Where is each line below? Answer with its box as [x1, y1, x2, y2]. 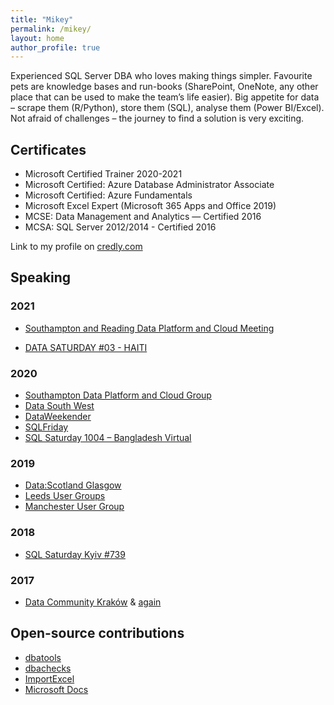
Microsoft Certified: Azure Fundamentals [24, 189, 193, 201]
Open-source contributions [10, 625, 185, 642]
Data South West [24, 400, 95, 412]
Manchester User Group [24, 501, 125, 513]
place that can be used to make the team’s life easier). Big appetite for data [10, 91, 320, 103]
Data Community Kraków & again [24, 596, 162, 608]
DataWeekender [24, 411, 92, 423]
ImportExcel [24, 672, 75, 685]
